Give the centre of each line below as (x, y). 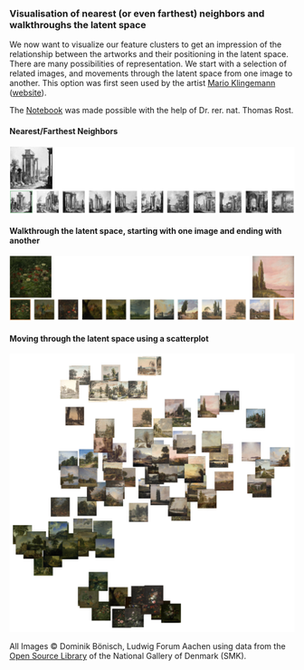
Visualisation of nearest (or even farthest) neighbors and (137, 14)
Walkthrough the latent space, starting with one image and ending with (146, 231)
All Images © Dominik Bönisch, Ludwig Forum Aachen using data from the (148, 646)
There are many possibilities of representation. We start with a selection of (148, 64)
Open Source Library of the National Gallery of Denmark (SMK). (128, 655)
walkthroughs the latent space (78, 24)
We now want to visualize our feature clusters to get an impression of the (146, 44)
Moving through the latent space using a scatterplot (109, 338)
